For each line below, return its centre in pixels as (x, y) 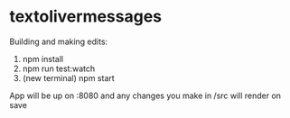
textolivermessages (86, 17)
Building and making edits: (59, 41)
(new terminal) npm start (68, 77)
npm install (43, 59)
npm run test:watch (59, 68)
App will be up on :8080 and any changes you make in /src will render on (145, 95)
